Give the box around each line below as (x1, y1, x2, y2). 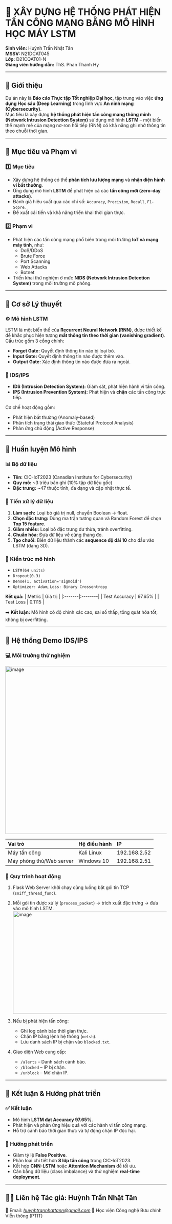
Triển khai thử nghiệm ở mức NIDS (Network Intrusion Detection (12, 274, 150, 281)
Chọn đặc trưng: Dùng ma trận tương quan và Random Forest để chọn (12, 515, 161, 521)
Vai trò (8, 840, 25, 847)
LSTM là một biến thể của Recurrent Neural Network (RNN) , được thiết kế (5, 327, 162, 333)
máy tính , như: (12, 242, 44, 248)
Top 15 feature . (12, 521, 46, 527)
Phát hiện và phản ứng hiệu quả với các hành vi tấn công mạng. (12, 1122, 147, 1128)
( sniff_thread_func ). (12, 890, 57, 896)
